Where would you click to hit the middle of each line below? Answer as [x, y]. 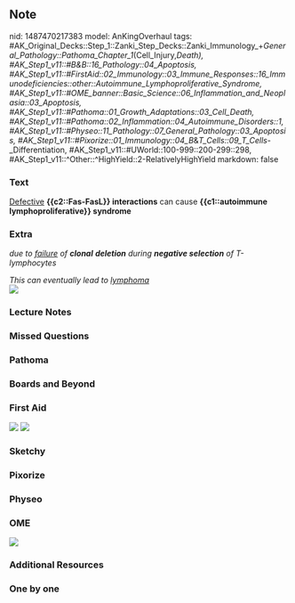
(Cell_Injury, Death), [168, 55]
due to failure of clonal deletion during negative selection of [121, 254]
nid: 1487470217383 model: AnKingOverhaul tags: [101, 36]
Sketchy [28, 452]
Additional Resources [56, 565]
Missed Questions [49, 336]
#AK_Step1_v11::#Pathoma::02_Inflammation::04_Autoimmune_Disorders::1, [147, 121]
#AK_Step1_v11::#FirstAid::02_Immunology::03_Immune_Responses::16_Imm [147, 74]
